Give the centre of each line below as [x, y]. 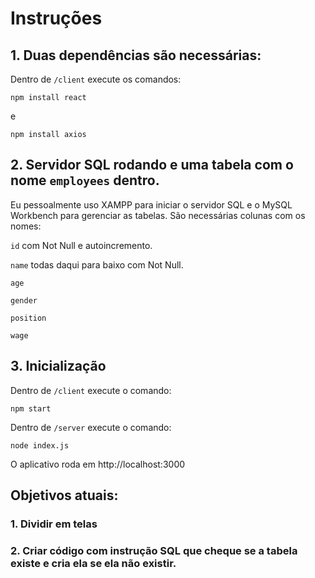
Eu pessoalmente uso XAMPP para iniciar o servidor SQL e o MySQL [151, 204]
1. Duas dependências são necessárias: [136, 55]
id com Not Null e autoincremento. [81, 245]
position [28, 318]
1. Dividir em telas [54, 524]
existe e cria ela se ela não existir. [93, 563]
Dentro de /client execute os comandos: [96, 79]
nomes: [26, 226]
